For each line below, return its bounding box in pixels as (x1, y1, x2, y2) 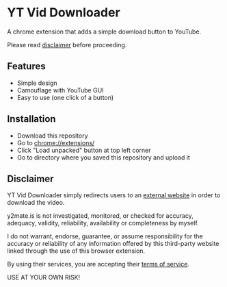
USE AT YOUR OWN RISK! (7, 273, 81, 282)
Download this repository (16, 132, 88, 140)
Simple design (16, 79, 57, 87)
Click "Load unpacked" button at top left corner (16, 146, 152, 154)
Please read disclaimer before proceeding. (7, 40, 127, 49)
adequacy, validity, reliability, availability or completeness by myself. (7, 219, 200, 227)
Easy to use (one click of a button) (16, 93, 114, 101)
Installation (7, 113, 56, 125)
